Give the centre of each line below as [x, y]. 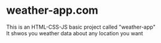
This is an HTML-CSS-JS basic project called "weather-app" [81, 27]
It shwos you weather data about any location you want [74, 33]
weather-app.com [52, 10]
